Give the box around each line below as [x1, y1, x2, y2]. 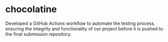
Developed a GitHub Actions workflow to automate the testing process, [5, 20, 155, 26]
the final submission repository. [5, 31, 72, 37]
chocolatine [5, 4, 57, 15]
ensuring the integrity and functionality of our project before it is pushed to [5, 25, 163, 31]
